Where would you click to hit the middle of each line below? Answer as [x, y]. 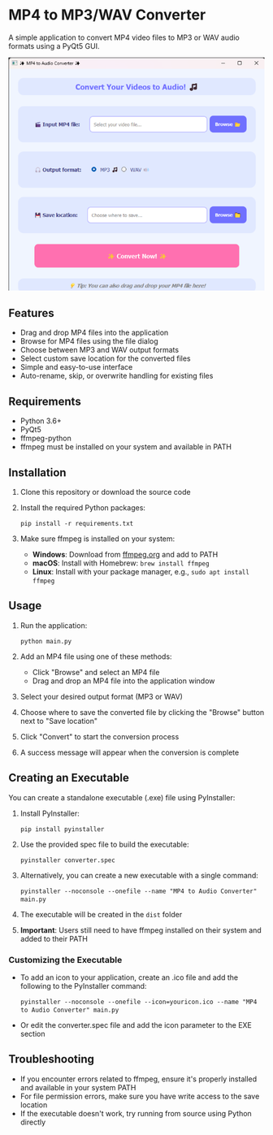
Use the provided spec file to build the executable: [104, 844]
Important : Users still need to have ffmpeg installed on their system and [141, 930]
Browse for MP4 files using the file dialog [89, 341]
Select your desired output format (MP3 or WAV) [101, 696]
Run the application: [54, 625]
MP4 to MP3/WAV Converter [107, 15]
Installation [37, 472]
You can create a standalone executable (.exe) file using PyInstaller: [122, 797]
